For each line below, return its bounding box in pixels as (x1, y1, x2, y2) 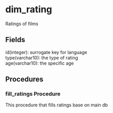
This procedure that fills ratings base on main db (5, 102, 108, 108)
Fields (5, 35, 26, 44)
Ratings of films (5, 21, 39, 27)
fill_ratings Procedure (5, 90, 61, 98)
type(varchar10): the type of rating (5, 54, 79, 61)
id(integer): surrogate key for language (5, 49, 87, 55)
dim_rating (5, 4, 52, 15)
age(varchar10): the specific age (5, 60, 74, 66)
